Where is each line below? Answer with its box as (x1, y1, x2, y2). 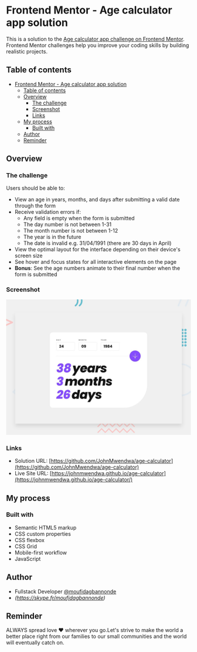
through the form (14, 202, 56, 209)
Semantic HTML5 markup (14, 524, 77, 531)
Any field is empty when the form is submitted (23, 215, 135, 222)
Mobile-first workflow (14, 549, 67, 556)
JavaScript (14, 555, 41, 562)
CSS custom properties (14, 530, 72, 537)
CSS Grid (14, 543, 37, 550)
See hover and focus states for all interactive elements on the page (14, 258, 177, 265)
